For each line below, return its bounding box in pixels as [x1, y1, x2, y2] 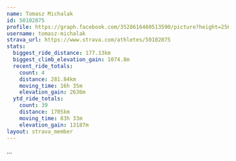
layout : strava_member [6, 128, 73, 135]
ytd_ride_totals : [13, 96, 64, 103]
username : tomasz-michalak [6, 30, 86, 37]
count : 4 [19, 69, 45, 76]
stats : [6, 43, 26, 50]
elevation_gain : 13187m [19, 121, 89, 129]
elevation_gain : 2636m [19, 89, 86, 96]
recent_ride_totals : [13, 63, 73, 70]
